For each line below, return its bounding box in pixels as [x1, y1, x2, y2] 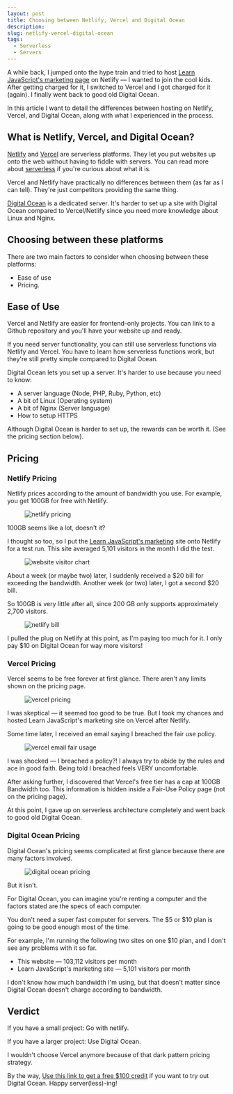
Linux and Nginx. [7, 214, 56, 222]
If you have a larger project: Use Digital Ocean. [7, 1038, 141, 1046]
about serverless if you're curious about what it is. [7, 164, 151, 173]
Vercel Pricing [7, 658, 56, 668]
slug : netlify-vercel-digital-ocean [7, 29, 113, 37]
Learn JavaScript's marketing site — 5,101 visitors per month [17, 965, 191, 973]
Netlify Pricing [7, 473, 57, 483]
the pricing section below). [7, 432, 84, 441]
